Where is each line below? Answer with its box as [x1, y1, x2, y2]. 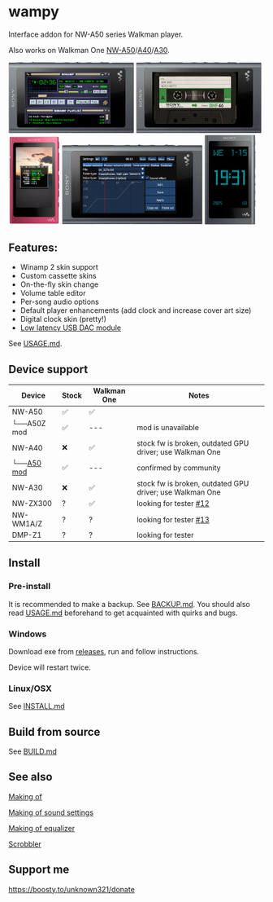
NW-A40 [11, 442, 43, 452]
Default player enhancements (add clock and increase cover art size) [19, 306, 252, 315]
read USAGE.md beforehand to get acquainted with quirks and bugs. [8, 608, 238, 618]
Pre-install [8, 581, 51, 592]
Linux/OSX [8, 683, 53, 694]
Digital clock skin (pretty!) [19, 315, 107, 324]
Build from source [8, 724, 101, 739]
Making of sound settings [8, 807, 94, 817]
